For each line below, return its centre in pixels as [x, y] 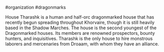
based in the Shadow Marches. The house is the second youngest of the [81, 28]
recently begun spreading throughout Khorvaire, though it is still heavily [80, 22]
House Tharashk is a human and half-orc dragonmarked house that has [80, 17]
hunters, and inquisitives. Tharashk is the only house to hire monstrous [79, 38]
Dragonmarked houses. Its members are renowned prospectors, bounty [80, 33]
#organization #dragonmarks [36, 7]
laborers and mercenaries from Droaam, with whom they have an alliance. [82, 44]
